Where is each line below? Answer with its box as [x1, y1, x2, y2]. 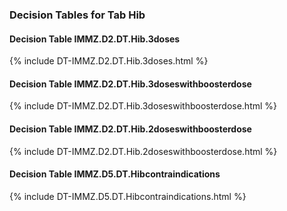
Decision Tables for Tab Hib [9, 8, 146, 22]
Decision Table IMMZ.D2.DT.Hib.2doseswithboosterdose [9, 123, 252, 135]
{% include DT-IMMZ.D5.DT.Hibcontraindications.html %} [9, 190, 247, 202]
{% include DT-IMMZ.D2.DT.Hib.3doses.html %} [9, 55, 209, 67]
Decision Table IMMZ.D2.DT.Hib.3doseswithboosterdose [9, 78, 252, 90]
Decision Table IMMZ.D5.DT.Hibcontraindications [9, 168, 221, 180]
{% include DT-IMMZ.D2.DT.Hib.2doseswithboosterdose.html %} [9, 145, 278, 157]
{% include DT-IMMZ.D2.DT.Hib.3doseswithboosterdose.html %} [9, 100, 278, 112]
